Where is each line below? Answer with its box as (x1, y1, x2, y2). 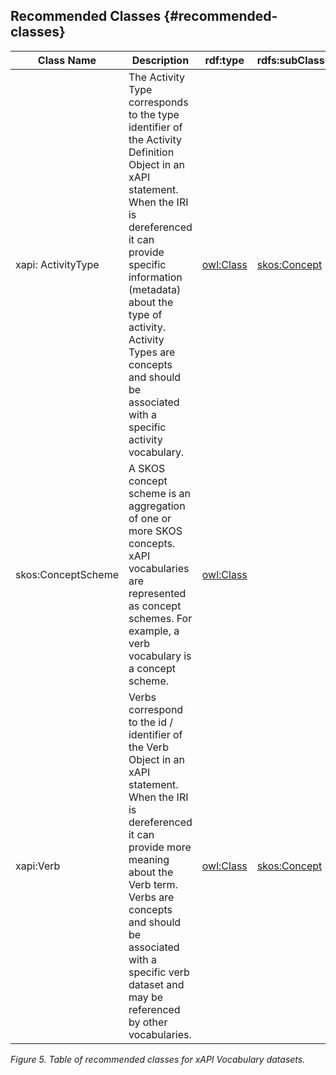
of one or (128, 511, 172, 525)
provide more (128, 840, 192, 854)
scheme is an (128, 486, 192, 500)
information (128, 270, 183, 284)
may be (128, 990, 164, 1004)
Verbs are (128, 890, 175, 904)
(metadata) (128, 282, 182, 296)
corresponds (128, 95, 189, 109)
